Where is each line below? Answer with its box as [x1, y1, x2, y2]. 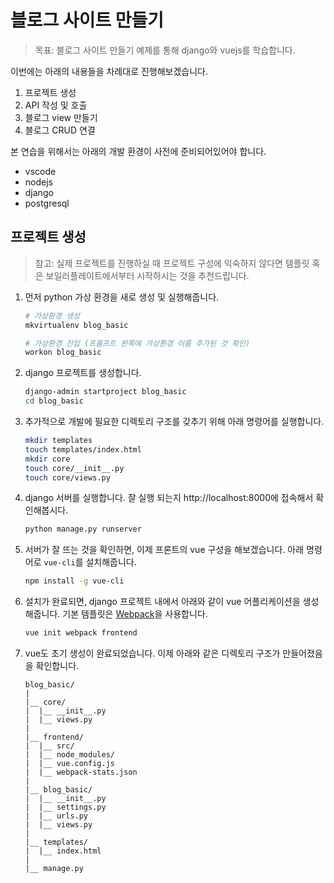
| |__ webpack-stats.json [24, 767, 138, 777]
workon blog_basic [24, 347, 102, 358]
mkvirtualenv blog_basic [24, 320, 129, 330]
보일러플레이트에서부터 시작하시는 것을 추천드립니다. [45, 269, 250, 281]
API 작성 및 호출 [24, 99, 88, 111]
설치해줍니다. [85, 556, 137, 568]
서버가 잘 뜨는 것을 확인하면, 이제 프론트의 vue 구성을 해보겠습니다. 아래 [24, 544, 305, 556]
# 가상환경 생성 [24, 311, 80, 321]
